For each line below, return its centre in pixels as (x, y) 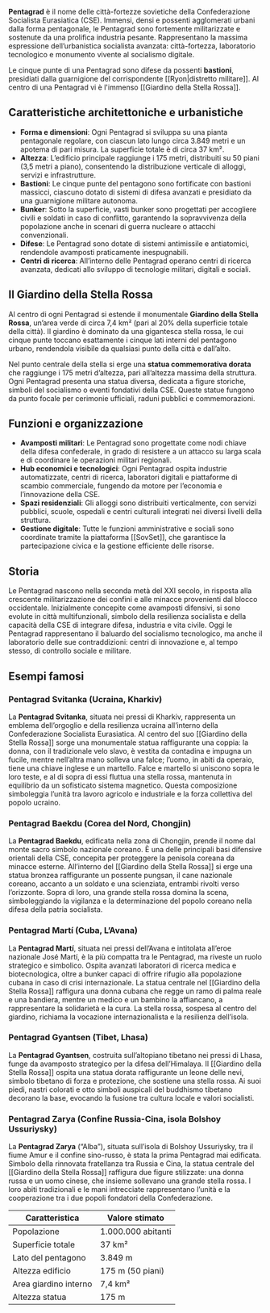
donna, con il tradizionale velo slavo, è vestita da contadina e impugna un (130, 751)
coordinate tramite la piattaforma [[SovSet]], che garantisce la (123, 537)
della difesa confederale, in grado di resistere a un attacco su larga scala (141, 452)
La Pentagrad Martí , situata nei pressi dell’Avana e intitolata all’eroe (120, 948)
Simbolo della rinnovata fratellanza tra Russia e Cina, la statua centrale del (131, 1164)
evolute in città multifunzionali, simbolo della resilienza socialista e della (127, 617)
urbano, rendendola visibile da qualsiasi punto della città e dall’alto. (120, 348)
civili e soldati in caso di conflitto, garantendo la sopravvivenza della (133, 218)
